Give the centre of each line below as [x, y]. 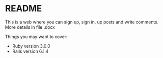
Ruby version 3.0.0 [31, 46]
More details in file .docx [30, 27]
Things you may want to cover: [36, 37]
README [24, 9]
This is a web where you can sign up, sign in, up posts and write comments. [82, 22]
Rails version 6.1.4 [30, 51]
